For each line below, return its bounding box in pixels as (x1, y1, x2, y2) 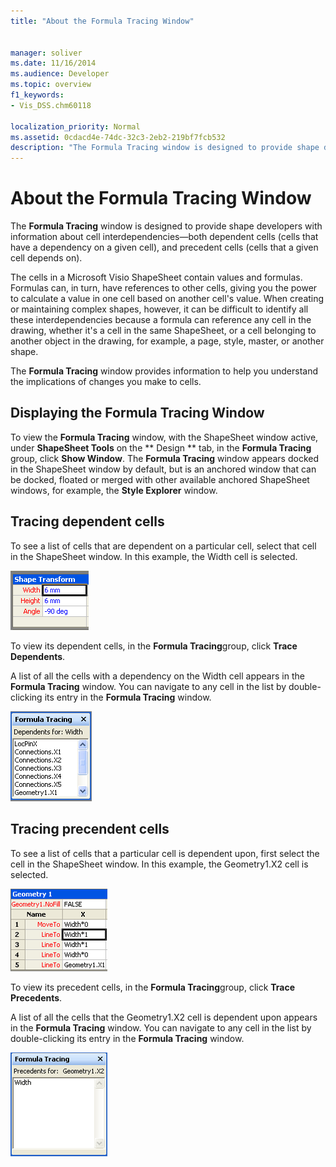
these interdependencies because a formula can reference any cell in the (10, 314, 312, 326)
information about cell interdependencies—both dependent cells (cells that (10, 231, 319, 243)
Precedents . (10, 991, 63, 1004)
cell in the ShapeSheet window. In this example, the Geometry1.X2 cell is (10, 858, 309, 870)
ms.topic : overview (10, 80, 92, 90)
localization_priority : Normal (10, 121, 141, 132)
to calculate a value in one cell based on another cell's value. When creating (10, 293, 325, 305)
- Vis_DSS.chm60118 (10, 100, 92, 110)
